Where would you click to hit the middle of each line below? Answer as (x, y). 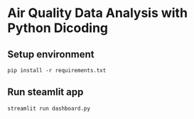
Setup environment (51, 54)
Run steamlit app (45, 92)
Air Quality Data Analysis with (98, 13)
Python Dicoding (58, 28)
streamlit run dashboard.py (49, 108)
